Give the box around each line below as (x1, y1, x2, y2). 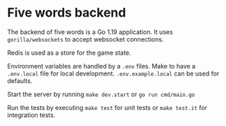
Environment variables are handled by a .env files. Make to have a (7, 62, 196, 70)
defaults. (7, 76, 33, 84)
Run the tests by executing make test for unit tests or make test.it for (7, 103, 207, 111)
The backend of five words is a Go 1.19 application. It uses (7, 28, 173, 36)
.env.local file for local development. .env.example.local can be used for (7, 69, 220, 78)
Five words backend (7, 5, 127, 21)
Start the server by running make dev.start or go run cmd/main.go (7, 90, 195, 98)
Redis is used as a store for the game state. (7, 48, 131, 57)
